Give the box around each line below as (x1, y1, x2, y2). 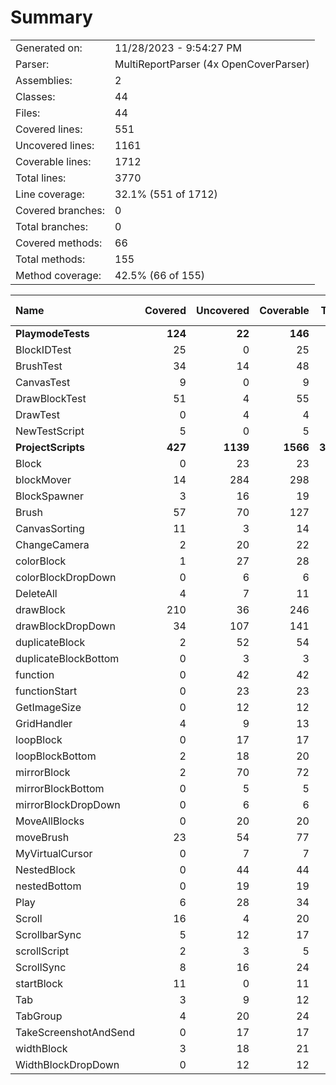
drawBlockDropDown (15, 619, 116, 633)
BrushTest (15, 359, 63, 373)
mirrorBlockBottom (15, 781, 105, 795)
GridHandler (15, 716, 73, 730)
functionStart (15, 684, 78, 698)
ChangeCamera (15, 537, 90, 551)
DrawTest (15, 407, 60, 421)
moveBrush (15, 830, 70, 844)
